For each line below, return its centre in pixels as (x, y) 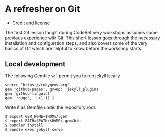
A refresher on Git (43, 9)
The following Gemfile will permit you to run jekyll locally (63, 76)
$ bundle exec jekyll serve (34, 129)
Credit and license (31, 23)
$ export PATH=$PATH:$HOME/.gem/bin (43, 121)
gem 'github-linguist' (28, 94)
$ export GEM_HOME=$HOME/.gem (36, 116)
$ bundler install (24, 125)
